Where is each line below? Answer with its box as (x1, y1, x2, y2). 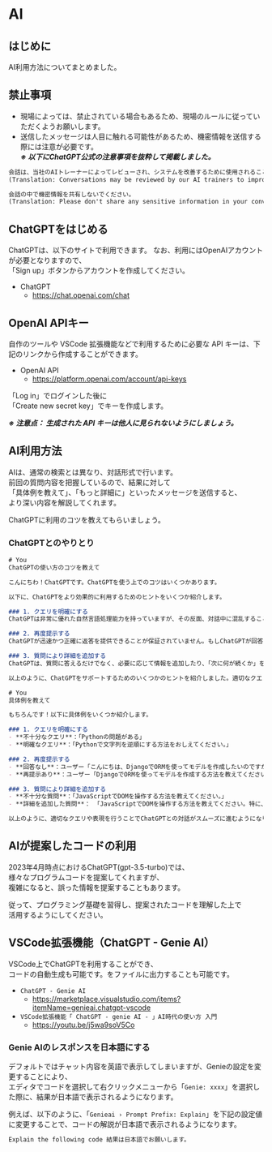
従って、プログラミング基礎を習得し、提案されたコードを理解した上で (8, 900, 242, 909)
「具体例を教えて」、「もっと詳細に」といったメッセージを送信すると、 (8, 488, 242, 497)
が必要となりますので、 (8, 256, 87, 265)
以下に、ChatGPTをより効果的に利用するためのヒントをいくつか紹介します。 (8, 593, 226, 601)
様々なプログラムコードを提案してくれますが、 (8, 872, 164, 882)
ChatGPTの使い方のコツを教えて (8, 563, 100, 572)
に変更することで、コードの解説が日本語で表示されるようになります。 (8, 1119, 241, 1128)
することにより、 (15, 1072, 73, 1081)
